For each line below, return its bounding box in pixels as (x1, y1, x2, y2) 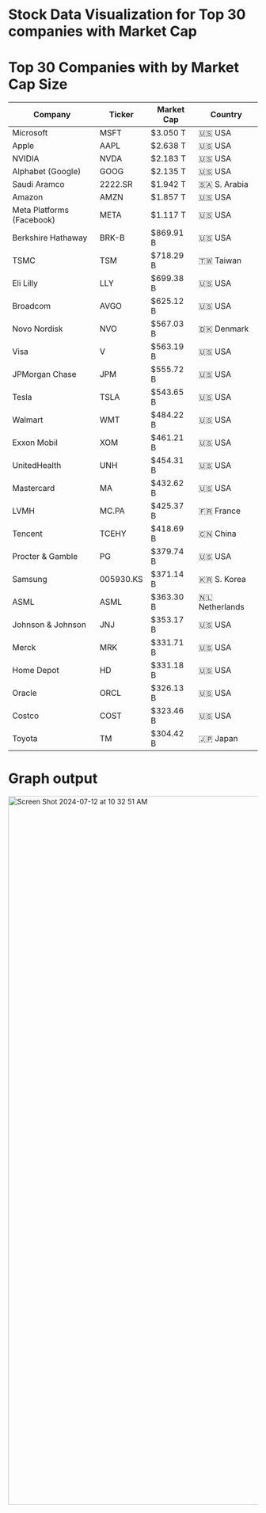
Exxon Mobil (12, 437, 58, 448)
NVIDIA (12, 153, 40, 164)
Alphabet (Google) (12, 166, 82, 177)
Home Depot (12, 665, 59, 676)
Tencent (12, 528, 44, 539)
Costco (12, 710, 40, 721)
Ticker (108, 109, 135, 120)
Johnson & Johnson (12, 619, 87, 630)
